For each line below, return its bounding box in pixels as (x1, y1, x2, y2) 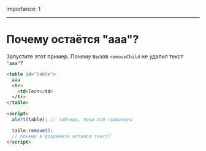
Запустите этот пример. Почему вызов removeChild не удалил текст (6, 52, 184, 60)
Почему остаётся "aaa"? (6, 33, 139, 47)
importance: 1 (6, 6, 41, 12)
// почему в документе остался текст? (12, 133, 112, 139)
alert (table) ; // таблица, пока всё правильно (12, 117, 133, 123)
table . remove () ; (12, 127, 53, 134)
